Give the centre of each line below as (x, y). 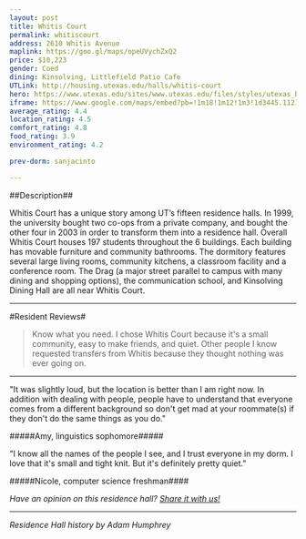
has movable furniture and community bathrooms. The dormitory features (148, 251)
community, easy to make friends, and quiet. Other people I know (154, 343)
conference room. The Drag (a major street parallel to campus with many (146, 270)
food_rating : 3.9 (42, 137)
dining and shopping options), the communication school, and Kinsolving (147, 280)
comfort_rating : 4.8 (49, 128)
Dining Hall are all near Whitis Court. (77, 290)
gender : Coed (34, 69)
